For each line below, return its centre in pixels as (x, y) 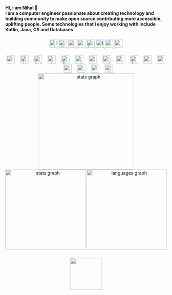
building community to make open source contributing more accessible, (84, 18)
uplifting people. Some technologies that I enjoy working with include (81, 24)
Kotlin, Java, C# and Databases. (40, 29)
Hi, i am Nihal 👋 (21, 8)
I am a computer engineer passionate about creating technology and (80, 13)
